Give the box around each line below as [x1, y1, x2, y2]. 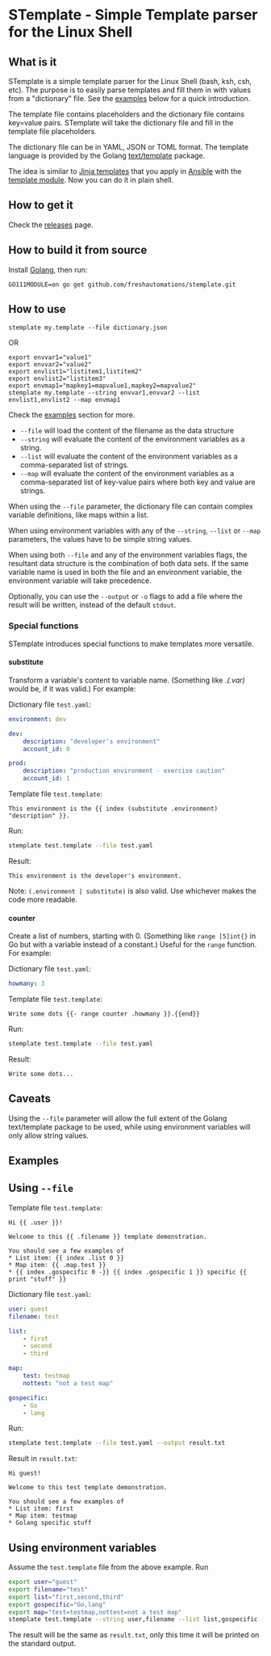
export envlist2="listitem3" [8, 374, 106, 383]
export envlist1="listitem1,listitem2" [8, 368, 143, 376]
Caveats [8, 1092, 51, 1105]
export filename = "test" [8, 1585, 89, 1594]
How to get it [8, 198, 74, 212]
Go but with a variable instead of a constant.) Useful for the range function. [8, 940, 257, 949]
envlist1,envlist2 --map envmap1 [8, 396, 121, 404]
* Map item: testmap [8, 1512, 78, 1520]
